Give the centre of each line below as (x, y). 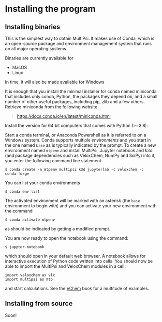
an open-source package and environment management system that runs (79, 44)
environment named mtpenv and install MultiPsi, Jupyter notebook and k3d (79, 150)
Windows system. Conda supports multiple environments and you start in (78, 140)
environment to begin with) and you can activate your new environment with (81, 206)
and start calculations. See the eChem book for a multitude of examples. (77, 288)
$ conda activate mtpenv (30, 220)
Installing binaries (33, 27)
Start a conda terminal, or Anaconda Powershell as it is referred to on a (76, 135)
